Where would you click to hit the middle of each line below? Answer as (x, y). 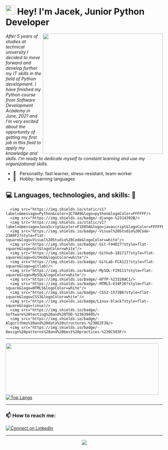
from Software (20, 100)
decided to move (23, 57)
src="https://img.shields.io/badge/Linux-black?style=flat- (85, 301)
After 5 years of (22, 36)
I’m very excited (22, 121)
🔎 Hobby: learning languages (44, 179)
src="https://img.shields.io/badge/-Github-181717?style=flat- (88, 253)
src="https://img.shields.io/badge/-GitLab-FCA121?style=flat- (88, 262)
